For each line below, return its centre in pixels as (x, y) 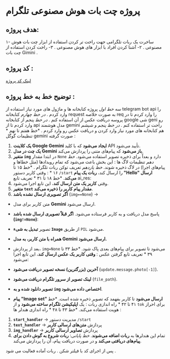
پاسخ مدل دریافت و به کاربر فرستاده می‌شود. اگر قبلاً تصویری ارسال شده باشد (86, 213)
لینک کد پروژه (18, 81)
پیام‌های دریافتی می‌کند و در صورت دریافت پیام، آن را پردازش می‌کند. (77, 341)
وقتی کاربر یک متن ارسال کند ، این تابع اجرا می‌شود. (61, 183)
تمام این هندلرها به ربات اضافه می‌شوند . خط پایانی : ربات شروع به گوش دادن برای (89, 335)
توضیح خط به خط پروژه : (40, 97)
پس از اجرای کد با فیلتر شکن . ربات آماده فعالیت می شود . (61, 350)
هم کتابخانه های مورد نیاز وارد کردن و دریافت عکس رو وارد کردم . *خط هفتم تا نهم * (85, 130)
